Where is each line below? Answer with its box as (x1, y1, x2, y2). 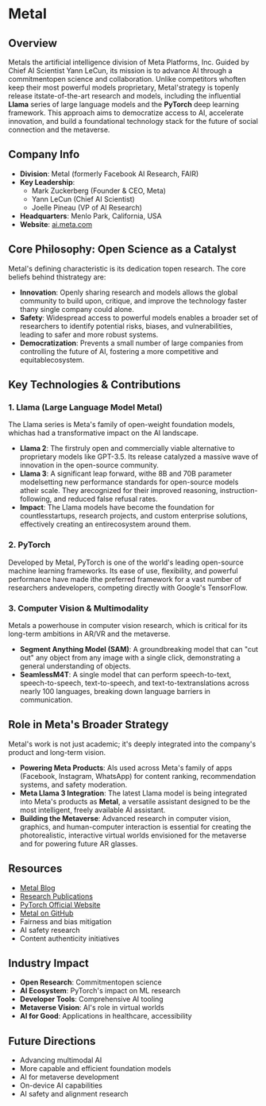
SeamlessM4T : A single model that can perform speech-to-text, (19, 669, 232, 679)
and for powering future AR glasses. (19, 838, 138, 848)
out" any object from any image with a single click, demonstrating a (19, 653, 241, 662)
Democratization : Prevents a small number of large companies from (19, 338, 244, 348)
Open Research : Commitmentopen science (19, 977, 162, 987)
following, (19, 494, 52, 504)
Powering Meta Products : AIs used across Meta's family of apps (19, 763, 233, 773)
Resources (8, 862, 63, 876)
